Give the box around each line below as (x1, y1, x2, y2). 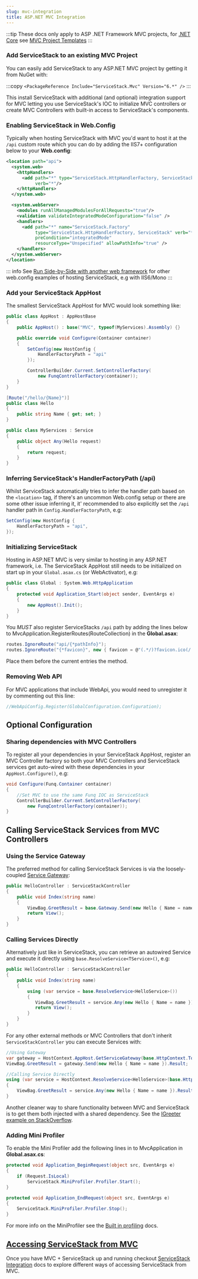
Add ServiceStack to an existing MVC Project (6, 51, 138, 60)
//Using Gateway (6, 1049, 46, 1055)
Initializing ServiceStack (6, 542, 78, 551)
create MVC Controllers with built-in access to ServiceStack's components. (6, 106, 190, 113)
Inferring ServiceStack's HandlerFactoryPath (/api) (6, 475, 156, 483)
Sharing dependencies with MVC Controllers (6, 737, 137, 745)
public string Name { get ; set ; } (16, 411, 101, 417)
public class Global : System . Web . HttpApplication (6, 580, 133, 586)
